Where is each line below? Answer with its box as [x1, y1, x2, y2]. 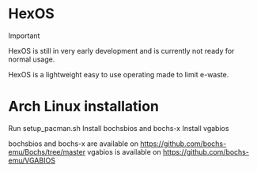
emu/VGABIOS [8, 155, 55, 165]
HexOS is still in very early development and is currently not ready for [8, 46, 235, 55]
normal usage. [8, 54, 55, 64]
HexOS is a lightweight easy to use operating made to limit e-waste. [8, 69, 229, 79]
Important [8, 31, 40, 40]
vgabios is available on [86, 147, 161, 156]
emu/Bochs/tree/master [8, 147, 85, 156]
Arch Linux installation [8, 98, 160, 115]
